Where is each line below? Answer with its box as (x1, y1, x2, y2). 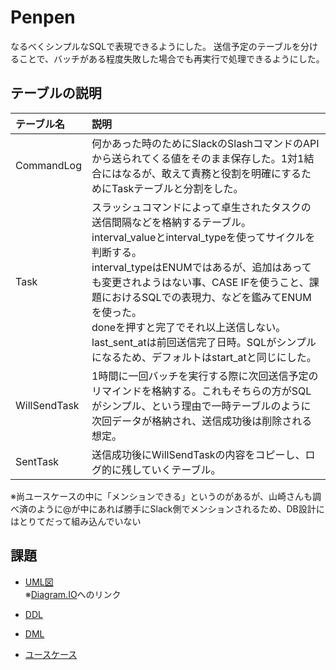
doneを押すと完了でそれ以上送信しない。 (91, 320, 287, 334)
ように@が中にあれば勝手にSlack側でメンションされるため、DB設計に (36, 502, 325, 515)
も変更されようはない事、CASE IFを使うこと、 (91, 275, 310, 289)
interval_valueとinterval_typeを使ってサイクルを (91, 230, 316, 244)
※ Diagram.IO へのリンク (24, 588, 122, 600)
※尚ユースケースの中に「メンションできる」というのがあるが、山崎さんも (10, 490, 313, 502)
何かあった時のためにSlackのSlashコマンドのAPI (91, 136, 320, 150)
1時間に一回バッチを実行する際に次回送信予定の (91, 369, 319, 383)
